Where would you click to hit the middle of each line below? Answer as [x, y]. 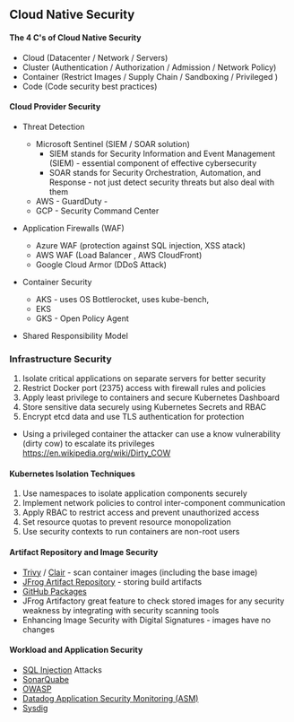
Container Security [57, 282]
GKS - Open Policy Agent [82, 318]
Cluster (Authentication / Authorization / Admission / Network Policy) [149, 67]
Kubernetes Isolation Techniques [73, 474]
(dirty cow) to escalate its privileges [88, 444]
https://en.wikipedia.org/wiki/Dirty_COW [96, 453]
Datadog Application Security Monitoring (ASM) [110, 698]
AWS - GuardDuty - [72, 201]
